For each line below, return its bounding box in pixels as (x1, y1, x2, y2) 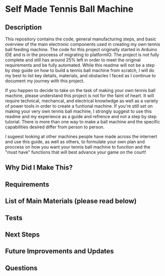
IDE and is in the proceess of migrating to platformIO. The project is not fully (5, 52, 159, 58)
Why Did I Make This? (5, 163, 73, 172)
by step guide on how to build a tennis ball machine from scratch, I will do (5, 67, 155, 73)
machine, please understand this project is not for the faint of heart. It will (5, 92, 154, 98)
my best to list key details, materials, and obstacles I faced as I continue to (5, 73, 156, 78)
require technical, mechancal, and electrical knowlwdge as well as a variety (5, 98, 159, 104)
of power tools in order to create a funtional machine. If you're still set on (5, 103, 153, 109)
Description (5, 23, 42, 31)
